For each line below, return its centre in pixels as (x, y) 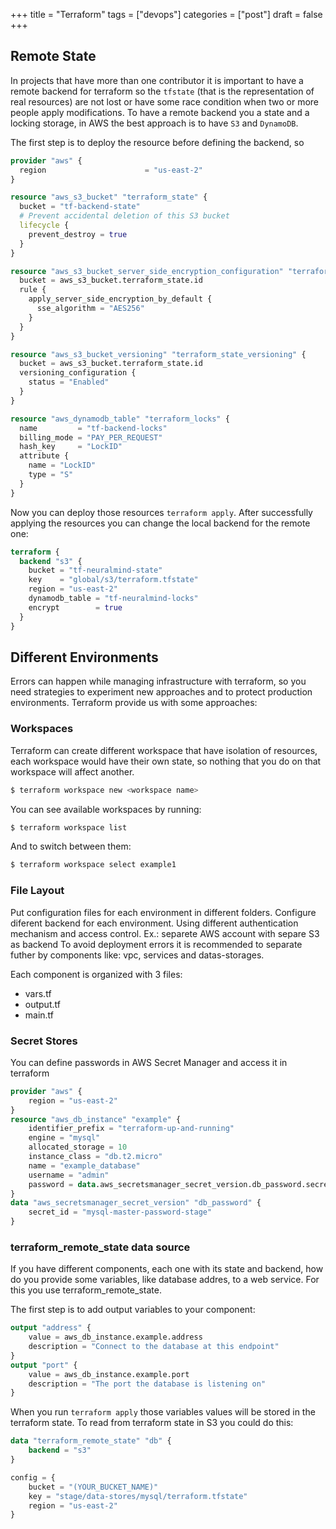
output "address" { (51, 1328)
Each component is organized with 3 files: (96, 974)
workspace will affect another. (72, 771)
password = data (62, 1184)
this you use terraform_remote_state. (86, 1290)
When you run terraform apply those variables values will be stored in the (163, 1412)
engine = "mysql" (64, 1138)
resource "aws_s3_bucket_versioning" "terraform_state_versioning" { (158, 354)
